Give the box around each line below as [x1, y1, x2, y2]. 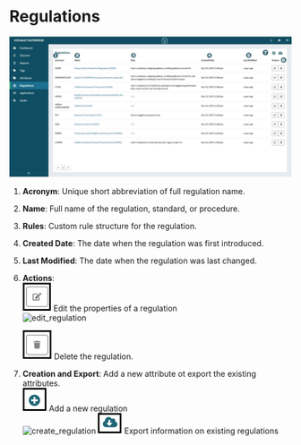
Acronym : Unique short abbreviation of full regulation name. [21, 185, 245, 196]
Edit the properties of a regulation [53, 303, 177, 313]
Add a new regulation [48, 403, 128, 414]
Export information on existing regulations [124, 425, 279, 436]
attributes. [21, 378, 61, 389]
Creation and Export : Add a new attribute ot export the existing [21, 368, 257, 379]
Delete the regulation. [53, 351, 134, 362]
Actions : [21, 272, 56, 283]
